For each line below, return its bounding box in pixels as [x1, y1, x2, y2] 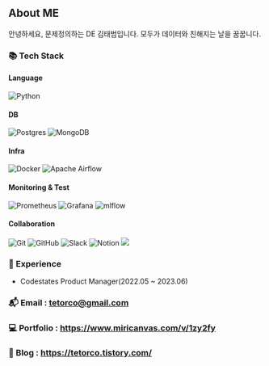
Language [8, 73, 43, 83]
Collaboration [8, 219, 55, 229]
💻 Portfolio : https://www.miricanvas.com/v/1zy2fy [8, 322, 216, 334]
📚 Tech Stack [8, 50, 65, 61]
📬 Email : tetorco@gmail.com [8, 297, 129, 308]
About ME [8, 6, 59, 20]
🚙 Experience [8, 258, 62, 269]
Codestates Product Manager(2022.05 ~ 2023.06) [19, 276, 188, 286]
